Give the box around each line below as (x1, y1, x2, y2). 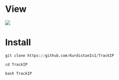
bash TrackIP (5, 71, 32, 76)
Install (5, 37, 31, 48)
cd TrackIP (5, 62, 28, 67)
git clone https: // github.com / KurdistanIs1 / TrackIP (5, 53, 114, 58)
